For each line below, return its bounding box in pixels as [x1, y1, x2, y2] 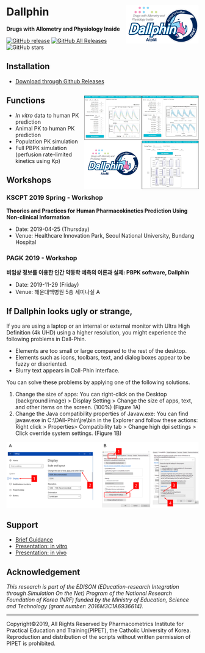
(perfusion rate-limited [15, 151, 72, 158]
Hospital [15, 238, 37, 246]
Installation [6, 61, 50, 72]
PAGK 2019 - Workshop [6, 254, 77, 262]
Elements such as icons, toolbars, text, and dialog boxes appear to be [15, 354, 190, 361]
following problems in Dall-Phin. [6, 336, 87, 343]
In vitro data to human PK [15, 111, 79, 119]
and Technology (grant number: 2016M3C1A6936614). [6, 603, 144, 610]
